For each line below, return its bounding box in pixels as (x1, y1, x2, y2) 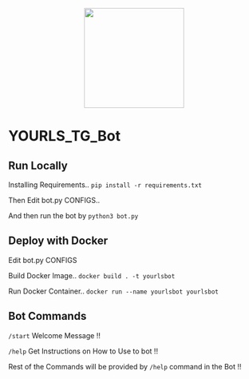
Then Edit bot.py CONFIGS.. (8, 196, 101, 205)
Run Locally (8, 158, 68, 172)
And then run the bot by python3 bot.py (8, 211, 139, 220)
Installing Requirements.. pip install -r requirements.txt (8, 180, 202, 189)
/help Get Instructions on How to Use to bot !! (8, 346, 158, 356)
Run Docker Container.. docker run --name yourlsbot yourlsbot (8, 286, 219, 296)
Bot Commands (8, 309, 87, 323)
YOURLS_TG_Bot (8, 127, 121, 146)
